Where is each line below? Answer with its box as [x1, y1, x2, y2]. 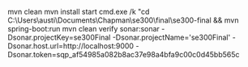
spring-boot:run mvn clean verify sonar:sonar [7, 24, 160, 33]
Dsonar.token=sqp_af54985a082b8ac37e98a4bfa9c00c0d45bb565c [7, 50, 240, 59]
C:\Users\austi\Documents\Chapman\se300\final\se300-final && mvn [7, 15, 239, 25]
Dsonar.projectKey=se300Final [7, 32, 111, 42]
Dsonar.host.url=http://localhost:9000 [7, 41, 135, 51]
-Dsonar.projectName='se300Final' [112, 32, 231, 42]
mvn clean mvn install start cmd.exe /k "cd [7, 7, 150, 16]
